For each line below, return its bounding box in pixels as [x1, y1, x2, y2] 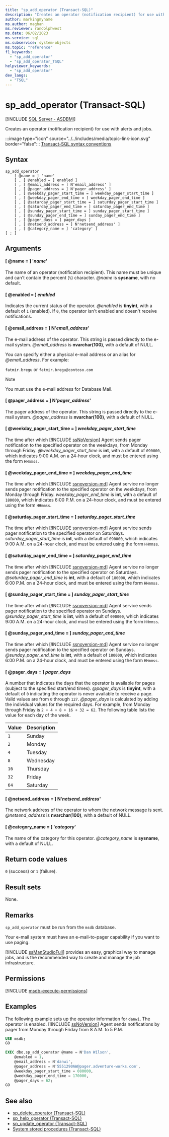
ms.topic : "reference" [5, 45, 53, 50]
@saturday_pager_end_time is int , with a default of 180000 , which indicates [5, 575, 160, 581]
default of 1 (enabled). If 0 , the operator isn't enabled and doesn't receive [5, 308, 157, 314]
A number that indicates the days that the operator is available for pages [5, 680, 155, 686]
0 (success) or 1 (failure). [5, 868, 57, 874]
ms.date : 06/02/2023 [5, 31, 49, 36]
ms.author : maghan [5, 21, 44, 27]
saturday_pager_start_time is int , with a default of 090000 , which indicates [5, 536, 158, 542]
